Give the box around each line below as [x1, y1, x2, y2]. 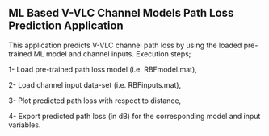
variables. [8, 120, 41, 130]
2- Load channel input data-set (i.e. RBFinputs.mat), [8, 80, 182, 89]
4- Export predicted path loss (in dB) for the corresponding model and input [8, 111, 261, 121]
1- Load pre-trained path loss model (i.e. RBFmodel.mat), [8, 64, 198, 74]
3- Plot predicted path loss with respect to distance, [8, 96, 182, 105]
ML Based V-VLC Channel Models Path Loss [8, 6, 234, 20]
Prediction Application [8, 19, 124, 33]
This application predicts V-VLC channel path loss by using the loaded [8, 40, 242, 50]
